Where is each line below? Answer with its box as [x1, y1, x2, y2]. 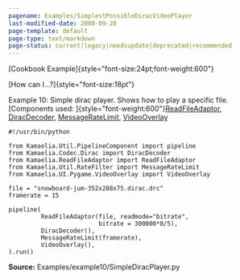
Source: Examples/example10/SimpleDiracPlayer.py [8, 262, 180, 272]
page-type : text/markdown [8, 34, 95, 43]
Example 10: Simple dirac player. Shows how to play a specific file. [8, 95, 229, 105]
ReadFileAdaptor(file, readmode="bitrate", [40, 213, 189, 221]
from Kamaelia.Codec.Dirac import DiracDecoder [8, 149, 172, 157]
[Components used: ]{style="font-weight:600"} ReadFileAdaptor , [8, 104, 222, 114]
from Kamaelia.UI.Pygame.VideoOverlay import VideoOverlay [8, 170, 211, 178]
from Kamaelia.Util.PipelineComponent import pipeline [8, 142, 197, 150]
